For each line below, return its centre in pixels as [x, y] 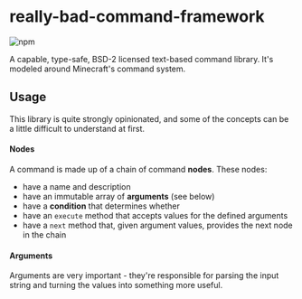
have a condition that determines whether [101, 206]
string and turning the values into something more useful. [116, 285]
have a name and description [76, 186]
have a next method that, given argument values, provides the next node [158, 225]
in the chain [44, 234]
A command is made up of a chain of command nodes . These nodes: [138, 169]
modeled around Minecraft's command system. [98, 69]
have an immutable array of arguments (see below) [118, 196]
